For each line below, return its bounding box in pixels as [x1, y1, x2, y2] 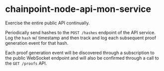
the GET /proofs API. [5, 60, 47, 66]
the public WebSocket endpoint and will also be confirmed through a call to [5, 55, 159, 61]
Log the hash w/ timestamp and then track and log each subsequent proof [5, 35, 157, 41]
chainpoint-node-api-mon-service [5, 3, 152, 15]
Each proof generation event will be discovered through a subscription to [5, 50, 155, 56]
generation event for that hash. [5, 40, 69, 46]
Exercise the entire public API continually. [5, 20, 90, 26]
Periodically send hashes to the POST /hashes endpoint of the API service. [5, 29, 156, 35]
